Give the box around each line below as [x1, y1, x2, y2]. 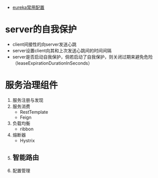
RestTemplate [19, 109, 48, 115]
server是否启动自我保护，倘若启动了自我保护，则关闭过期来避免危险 [12, 54, 153, 60]
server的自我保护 [5, 24, 77, 35]
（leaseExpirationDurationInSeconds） [12, 60, 92, 66]
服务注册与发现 [12, 97, 43, 103]
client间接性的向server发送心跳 [12, 41, 76, 47]
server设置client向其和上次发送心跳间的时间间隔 [12, 47, 111, 54]
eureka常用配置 [12, 5, 44, 10]
